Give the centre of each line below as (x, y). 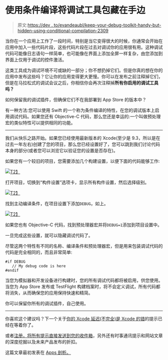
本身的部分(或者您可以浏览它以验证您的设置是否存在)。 (62, 150)
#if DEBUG (15, 262)
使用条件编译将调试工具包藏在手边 (75, 10)
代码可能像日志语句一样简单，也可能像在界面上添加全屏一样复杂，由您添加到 (84, 53)
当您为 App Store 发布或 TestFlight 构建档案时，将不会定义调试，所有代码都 (83, 286)
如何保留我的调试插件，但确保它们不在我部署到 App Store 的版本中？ (76, 99)
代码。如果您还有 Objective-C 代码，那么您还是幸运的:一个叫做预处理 (89, 116)
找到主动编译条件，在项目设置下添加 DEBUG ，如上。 (57, 203)
